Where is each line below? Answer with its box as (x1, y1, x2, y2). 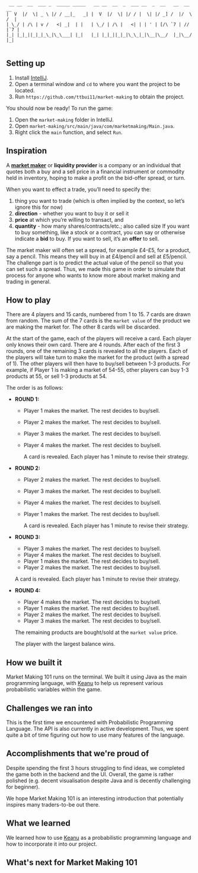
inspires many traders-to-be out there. (6, 801, 100, 808)
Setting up (6, 58, 46, 69)
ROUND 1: (14, 396, 40, 403)
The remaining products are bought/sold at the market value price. (14, 629, 178, 636)
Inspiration (6, 146, 47, 156)
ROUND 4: (14, 587, 41, 594)
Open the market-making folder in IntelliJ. (14, 116, 114, 123)
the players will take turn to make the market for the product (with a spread (6, 354, 190, 361)
